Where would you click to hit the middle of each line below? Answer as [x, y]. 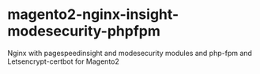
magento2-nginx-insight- [93, 15]
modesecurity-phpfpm [84, 31]
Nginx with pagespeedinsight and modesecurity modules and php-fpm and [130, 53]
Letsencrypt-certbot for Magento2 [64, 61]
